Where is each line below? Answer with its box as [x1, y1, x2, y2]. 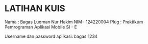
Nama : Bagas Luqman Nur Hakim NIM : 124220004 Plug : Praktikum [4, 19, 143, 25]
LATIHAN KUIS [4, 3, 66, 14]
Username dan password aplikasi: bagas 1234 [4, 33, 98, 39]
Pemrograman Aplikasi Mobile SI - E [4, 24, 77, 29]
